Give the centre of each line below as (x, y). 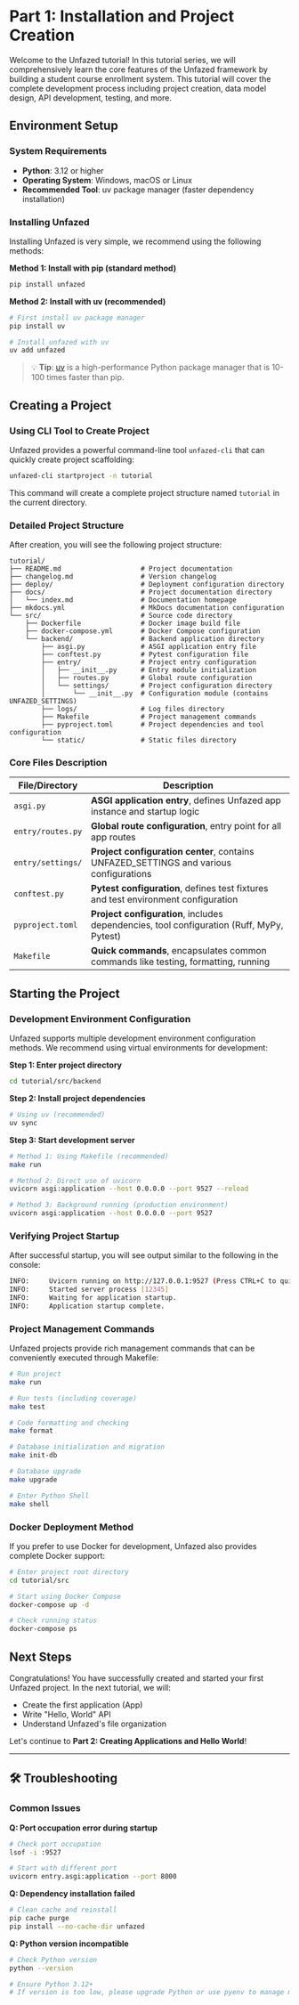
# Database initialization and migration (87, 1447)
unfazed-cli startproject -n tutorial (81, 475)
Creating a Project (61, 406)
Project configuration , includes (157, 914)
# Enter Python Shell (49, 1496)
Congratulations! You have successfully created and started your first (137, 1678)
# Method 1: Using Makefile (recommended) (89, 1156)
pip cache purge (39, 1919)
